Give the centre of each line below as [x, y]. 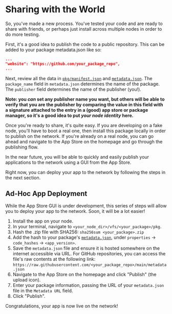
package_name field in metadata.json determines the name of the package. [83, 84]
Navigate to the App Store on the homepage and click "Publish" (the [84, 275]
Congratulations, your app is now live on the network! [62, 306]
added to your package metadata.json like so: [53, 50]
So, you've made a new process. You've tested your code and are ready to [84, 23]
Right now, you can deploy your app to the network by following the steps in [85, 172]
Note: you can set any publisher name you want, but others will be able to [85, 99]
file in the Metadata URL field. [43, 291]
